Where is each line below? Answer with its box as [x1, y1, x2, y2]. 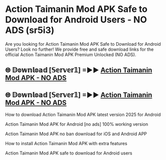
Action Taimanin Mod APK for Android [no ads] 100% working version [5, 121, 149, 127]
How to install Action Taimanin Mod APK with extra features [5, 141, 128, 147]
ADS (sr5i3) [5, 25, 55, 36]
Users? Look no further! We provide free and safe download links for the [5, 46, 154, 52]
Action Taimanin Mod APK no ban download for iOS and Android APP [5, 131, 147, 137]
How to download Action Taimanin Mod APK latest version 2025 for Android [5, 112, 161, 118]
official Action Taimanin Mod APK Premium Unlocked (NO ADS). [5, 51, 137, 58]
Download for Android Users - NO [5, 14, 147, 25]
